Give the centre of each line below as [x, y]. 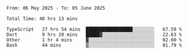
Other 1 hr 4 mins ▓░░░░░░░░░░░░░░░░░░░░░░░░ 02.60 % [94, 40]
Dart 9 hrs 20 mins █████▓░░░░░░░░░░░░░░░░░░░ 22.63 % [94, 35]
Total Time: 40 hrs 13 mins [42, 19]
